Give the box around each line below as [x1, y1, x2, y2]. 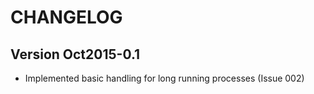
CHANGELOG [10, 6, 123, 29]
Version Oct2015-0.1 [10, 46, 141, 63]
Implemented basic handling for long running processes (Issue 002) [24, 72, 305, 84]
